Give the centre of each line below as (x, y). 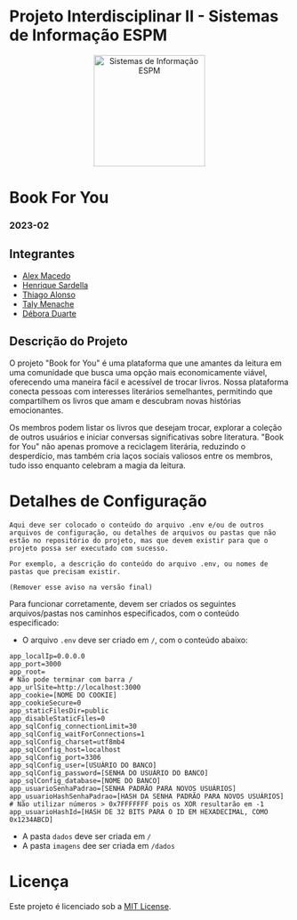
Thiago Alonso (48, 295)
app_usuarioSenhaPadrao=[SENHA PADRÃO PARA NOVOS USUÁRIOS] (123, 788)
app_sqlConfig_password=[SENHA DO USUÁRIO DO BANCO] (109, 773)
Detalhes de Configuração (108, 501)
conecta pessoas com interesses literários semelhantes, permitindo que (141, 391)
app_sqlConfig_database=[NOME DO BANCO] (85, 780)
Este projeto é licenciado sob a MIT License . (90, 906)
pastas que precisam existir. (65, 571)
